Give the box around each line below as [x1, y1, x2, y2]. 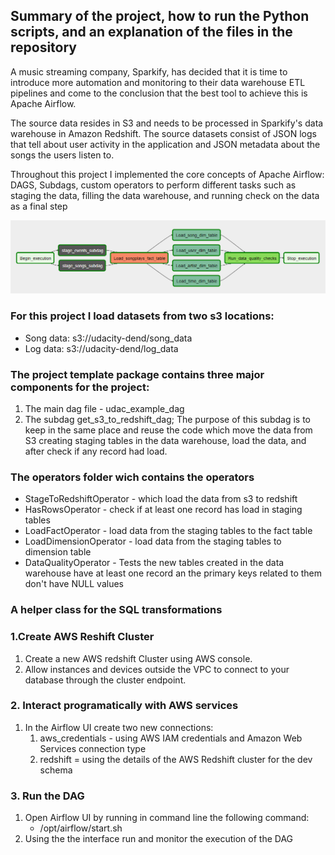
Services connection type [39, 742, 147, 754]
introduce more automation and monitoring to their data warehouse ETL [10, 76, 306, 88]
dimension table [24, 546, 92, 558]
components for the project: [10, 380, 150, 394]
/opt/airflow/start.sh [39, 822, 123, 834]
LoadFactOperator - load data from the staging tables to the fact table [24, 525, 313, 537]
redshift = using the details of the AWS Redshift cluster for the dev [39, 753, 313, 765]
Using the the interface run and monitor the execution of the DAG [24, 833, 294, 845]
